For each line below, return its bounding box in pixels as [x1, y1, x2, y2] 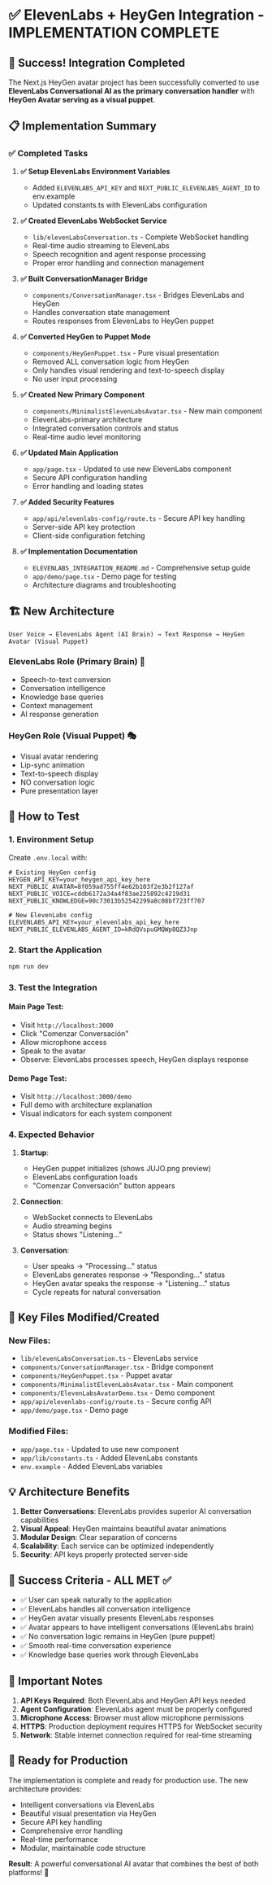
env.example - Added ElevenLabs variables [19, 1461, 163, 1471]
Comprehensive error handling [19, 1826, 123, 1835]
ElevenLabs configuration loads [32, 1172, 138, 1182]
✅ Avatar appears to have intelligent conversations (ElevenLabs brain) [19, 1622, 254, 1633]
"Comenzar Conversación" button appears [32, 1180, 176, 1190]
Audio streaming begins [32, 1221, 112, 1231]
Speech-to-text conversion [19, 674, 111, 684]
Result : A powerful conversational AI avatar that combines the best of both [8, 1858, 259, 1869]
